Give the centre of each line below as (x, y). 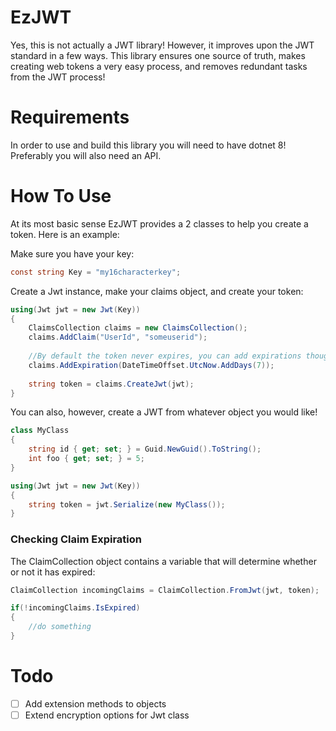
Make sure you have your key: (72, 253)
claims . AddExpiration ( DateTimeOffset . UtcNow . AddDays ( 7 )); (151, 365)
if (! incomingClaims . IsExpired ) (75, 608)
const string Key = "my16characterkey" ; (96, 272)
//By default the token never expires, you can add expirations (165, 356)
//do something (60, 627)
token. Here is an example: (65, 234)
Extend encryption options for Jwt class (107, 715)
